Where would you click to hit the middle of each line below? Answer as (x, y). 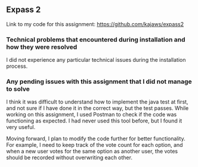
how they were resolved (42, 47)
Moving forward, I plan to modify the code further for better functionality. (96, 138)
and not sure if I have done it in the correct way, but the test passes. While (98, 108)
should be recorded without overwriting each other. (69, 157)
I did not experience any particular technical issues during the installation (96, 60)
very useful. (21, 127)
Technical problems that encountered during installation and (96, 39)
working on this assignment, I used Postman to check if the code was (92, 115)
